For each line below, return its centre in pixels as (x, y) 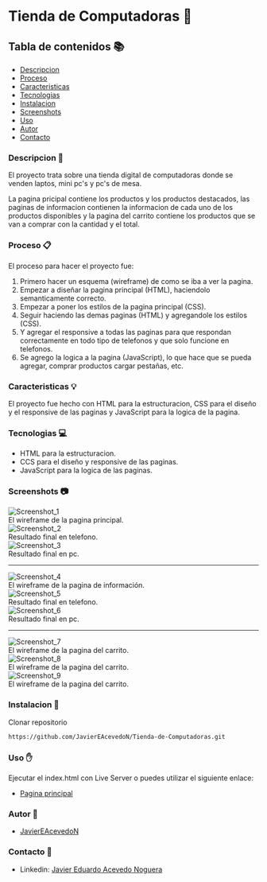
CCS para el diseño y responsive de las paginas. (99, 462)
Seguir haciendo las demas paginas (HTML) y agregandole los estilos (133, 315)
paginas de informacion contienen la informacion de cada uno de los (120, 208)
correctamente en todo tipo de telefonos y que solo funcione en (124, 340)
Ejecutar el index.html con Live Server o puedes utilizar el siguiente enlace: (131, 778)
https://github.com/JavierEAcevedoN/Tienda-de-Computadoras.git (117, 736)
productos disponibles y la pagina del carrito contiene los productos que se (132, 216)
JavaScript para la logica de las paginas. (86, 470)
